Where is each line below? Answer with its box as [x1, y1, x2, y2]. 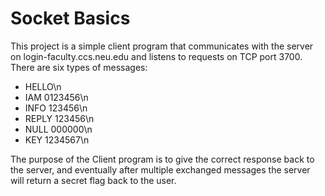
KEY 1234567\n [24, 133, 90, 146]
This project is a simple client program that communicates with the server [10, 40, 314, 52]
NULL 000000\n [24, 123, 93, 135]
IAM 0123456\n [24, 91, 89, 103]
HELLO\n [24, 80, 62, 92]
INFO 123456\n [24, 102, 88, 114]
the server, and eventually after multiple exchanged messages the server [10, 163, 311, 176]
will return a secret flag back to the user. [10, 174, 177, 186]
